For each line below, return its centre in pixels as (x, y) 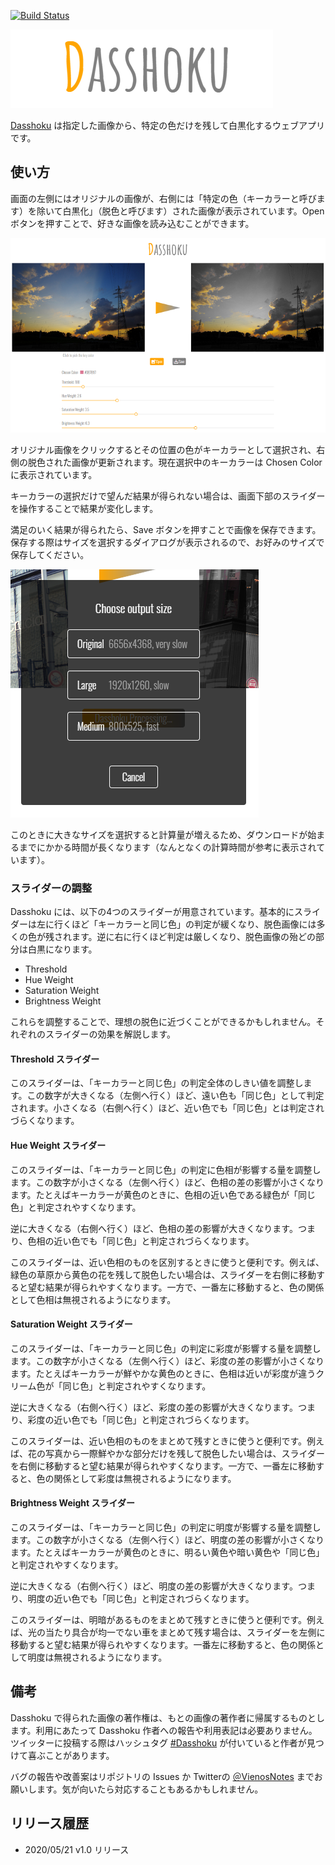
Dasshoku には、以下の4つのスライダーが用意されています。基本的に (152, 912)
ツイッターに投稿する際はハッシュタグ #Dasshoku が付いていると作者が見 (163, 1742)
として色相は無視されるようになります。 (93, 1299)
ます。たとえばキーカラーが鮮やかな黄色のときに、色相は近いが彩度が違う (163, 1373)
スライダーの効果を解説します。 (110, 1034)
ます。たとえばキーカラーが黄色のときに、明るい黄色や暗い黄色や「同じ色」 (167, 1552)
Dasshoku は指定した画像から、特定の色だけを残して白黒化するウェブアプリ (167, 125)
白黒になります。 (62, 949)
